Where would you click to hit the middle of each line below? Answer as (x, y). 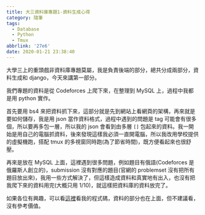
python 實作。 (36, 98)
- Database (26, 29)
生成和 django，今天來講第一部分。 (56, 78)
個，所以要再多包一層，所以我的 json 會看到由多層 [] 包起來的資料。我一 (98, 126)
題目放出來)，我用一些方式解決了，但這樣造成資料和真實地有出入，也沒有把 (101, 177)
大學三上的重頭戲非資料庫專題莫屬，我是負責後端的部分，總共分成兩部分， (100, 70)
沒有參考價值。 (25, 206)
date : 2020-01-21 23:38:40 (41, 52)
